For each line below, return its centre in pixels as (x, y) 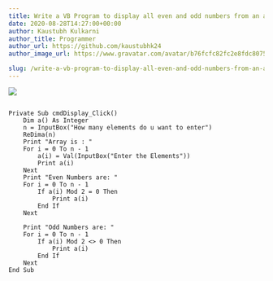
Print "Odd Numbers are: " (69, 227)
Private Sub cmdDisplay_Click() (63, 113)
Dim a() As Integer (56, 120)
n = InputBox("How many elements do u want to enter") (118, 127)
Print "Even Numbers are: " (70, 177)
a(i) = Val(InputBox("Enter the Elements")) (114, 156)
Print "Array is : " (58, 142)
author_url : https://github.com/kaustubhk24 (85, 46)
